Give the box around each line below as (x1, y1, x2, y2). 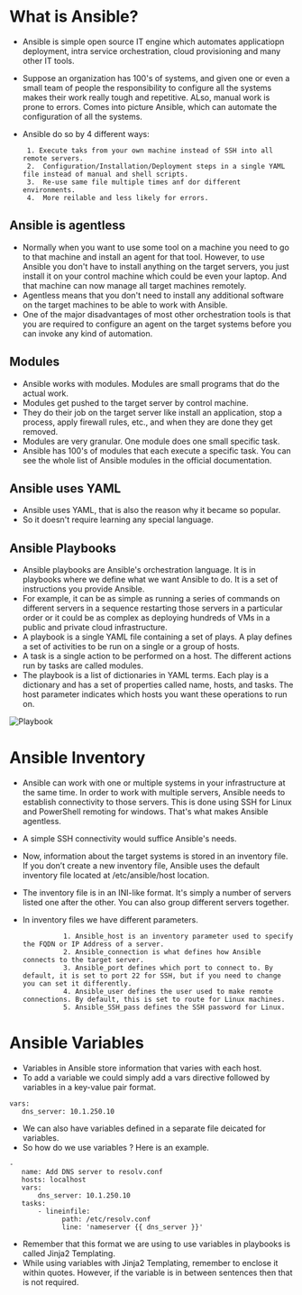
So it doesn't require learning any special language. (22, 514, 215, 525)
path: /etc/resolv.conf (61, 1215, 151, 1224)
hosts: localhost (21, 1175, 87, 1185)
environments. (22, 185, 76, 195)
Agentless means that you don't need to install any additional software (22, 289, 284, 300)
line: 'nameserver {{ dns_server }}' (61, 1223, 204, 1232)
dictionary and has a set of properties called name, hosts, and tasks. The (22, 679, 294, 691)
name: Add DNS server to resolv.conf (21, 1168, 164, 1177)
